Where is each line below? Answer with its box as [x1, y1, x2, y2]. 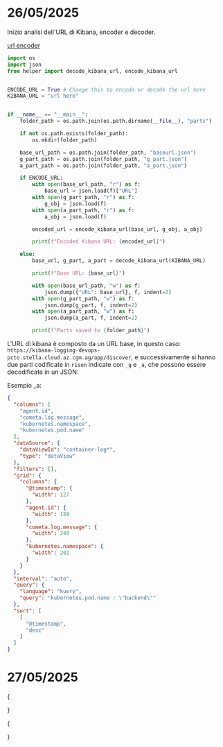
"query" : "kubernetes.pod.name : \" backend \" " [19, 594, 157, 601]
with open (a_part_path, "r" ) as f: [32, 207, 135, 214]
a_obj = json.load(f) [44, 213, 107, 220]
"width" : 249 [32, 530, 70, 537]
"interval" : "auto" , [13, 575, 73, 582]
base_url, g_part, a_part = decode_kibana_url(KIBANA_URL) [32, 257, 206, 264]
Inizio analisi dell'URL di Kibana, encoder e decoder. [7, 28, 156, 36]
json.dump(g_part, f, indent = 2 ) [44, 302, 138, 309]
